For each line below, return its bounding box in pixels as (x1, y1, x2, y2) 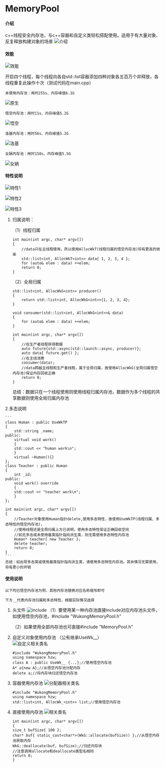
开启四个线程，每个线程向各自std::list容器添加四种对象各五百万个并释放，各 (5, 73, 159, 80)
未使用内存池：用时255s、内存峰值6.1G (5, 91, 75, 96)
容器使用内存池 (12, 680, 43, 686)
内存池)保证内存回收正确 (12, 371, 55, 376)
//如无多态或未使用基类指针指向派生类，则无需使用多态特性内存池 (14, 532, 129, 537)
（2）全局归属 (12, 279, 42, 285)
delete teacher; (14, 541, 48, 546)
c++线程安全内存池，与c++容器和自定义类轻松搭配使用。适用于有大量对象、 (5, 32, 161, 38)
